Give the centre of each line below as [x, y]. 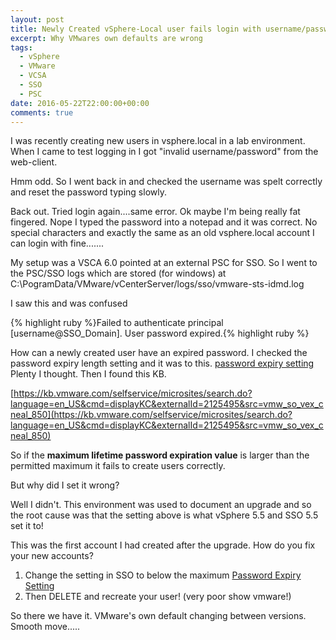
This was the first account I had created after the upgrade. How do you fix [163, 545]
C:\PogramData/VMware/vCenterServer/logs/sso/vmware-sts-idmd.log [157, 284]
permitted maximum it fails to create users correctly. [118, 466]
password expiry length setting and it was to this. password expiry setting [162, 363]
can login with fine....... [57, 243]
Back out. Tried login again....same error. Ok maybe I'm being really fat [155, 212]
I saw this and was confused [69, 303]
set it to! [27, 526]
